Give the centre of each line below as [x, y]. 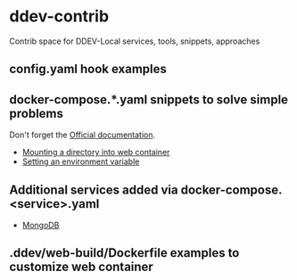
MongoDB [41, 225]
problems [37, 113]
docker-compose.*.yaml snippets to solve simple [148, 99]
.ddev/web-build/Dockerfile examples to [124, 253]
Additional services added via [94, 189]
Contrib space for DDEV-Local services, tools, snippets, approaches [135, 41]
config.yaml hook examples [88, 69]
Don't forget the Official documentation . [82, 135]
